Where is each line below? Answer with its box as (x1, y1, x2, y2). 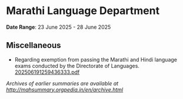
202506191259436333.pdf (14, 69, 80, 76)
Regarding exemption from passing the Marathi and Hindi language (14, 56, 178, 63)
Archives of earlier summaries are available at (6, 80, 119, 87)
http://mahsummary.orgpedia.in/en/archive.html (6, 86, 124, 93)
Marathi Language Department (6, 4, 160, 18)
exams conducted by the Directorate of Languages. (14, 62, 140, 69)
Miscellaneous (6, 40, 61, 50)
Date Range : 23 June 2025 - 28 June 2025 (6, 23, 111, 30)
